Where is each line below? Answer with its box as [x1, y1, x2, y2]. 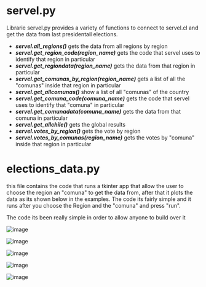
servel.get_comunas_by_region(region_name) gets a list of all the [15, 75, 186, 82]
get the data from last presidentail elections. [6, 30, 118, 37]
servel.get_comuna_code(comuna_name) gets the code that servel [15, 95, 189, 102]
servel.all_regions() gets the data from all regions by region [15, 42, 168, 50]
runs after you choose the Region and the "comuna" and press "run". [6, 202, 181, 209]
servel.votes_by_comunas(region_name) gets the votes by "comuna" [15, 133, 195, 141]
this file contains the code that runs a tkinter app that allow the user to [6, 182, 184, 189]
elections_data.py [6, 162, 100, 176]
